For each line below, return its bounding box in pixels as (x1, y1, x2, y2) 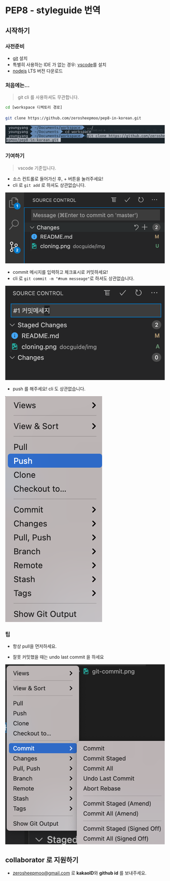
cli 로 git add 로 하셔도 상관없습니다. (12, 182, 86, 188)
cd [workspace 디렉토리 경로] (5, 105, 63, 110)
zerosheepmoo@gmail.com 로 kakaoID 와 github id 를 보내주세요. (12, 870, 147, 876)
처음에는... (5, 81, 30, 89)
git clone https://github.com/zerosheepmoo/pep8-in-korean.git (5, 115, 142, 120)
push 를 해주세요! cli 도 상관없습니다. (12, 386, 86, 392)
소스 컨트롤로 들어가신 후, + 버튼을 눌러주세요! (12, 176, 104, 182)
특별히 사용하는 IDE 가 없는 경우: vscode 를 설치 (12, 61, 107, 67)
